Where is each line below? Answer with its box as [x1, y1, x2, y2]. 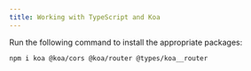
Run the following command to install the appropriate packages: [9, 37, 243, 47]
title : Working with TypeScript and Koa [9, 12, 161, 22]
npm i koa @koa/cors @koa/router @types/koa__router [9, 53, 208, 62]
